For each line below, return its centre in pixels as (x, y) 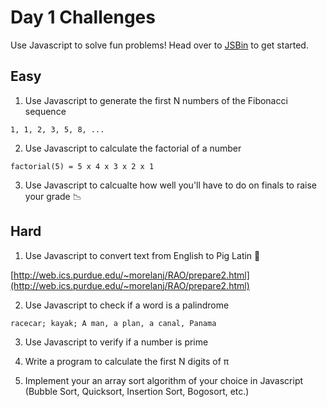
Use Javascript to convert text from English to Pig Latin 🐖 (142, 255)
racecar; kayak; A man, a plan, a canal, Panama (113, 323)
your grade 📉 (53, 196)
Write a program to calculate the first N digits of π (127, 361)
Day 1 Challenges (83, 17)
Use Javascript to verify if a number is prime (116, 342)
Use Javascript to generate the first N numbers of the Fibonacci (156, 100)
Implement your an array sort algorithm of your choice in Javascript (164, 380)
